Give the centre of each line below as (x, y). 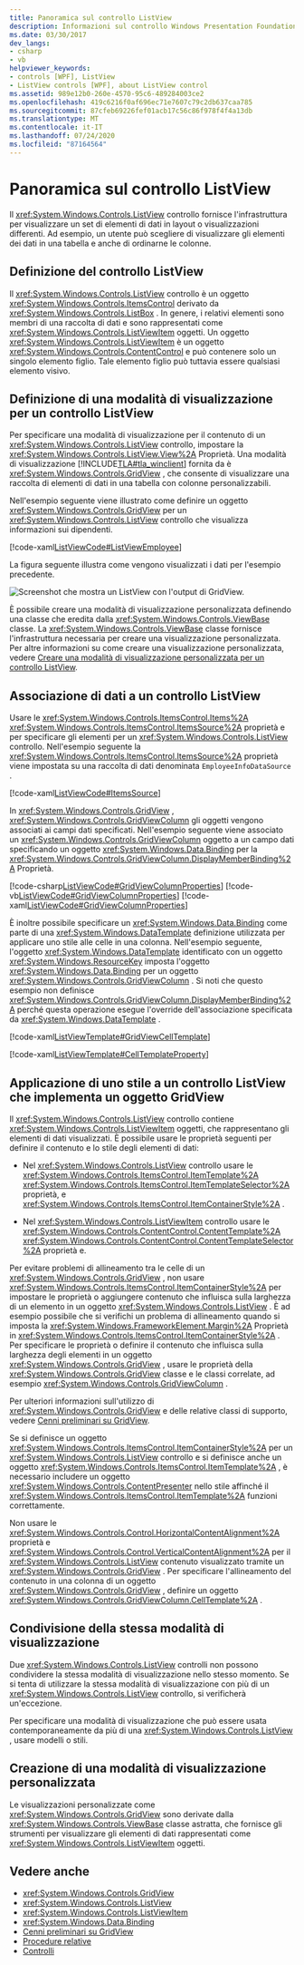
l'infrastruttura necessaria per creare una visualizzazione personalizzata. (145, 638)
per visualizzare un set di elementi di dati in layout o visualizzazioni (134, 224)
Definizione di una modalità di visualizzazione (141, 399)
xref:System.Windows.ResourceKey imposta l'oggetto (110, 961)
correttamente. (37, 1505)
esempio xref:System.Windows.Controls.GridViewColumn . (119, 1383)
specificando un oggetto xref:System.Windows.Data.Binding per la (133, 850)
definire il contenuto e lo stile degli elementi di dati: (104, 1147)
